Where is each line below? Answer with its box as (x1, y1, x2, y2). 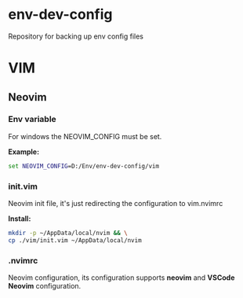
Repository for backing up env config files (8, 31, 143, 41)
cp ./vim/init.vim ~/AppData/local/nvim (8, 236, 143, 245)
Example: (8, 147, 40, 156)
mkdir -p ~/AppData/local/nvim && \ (8, 229, 128, 237)
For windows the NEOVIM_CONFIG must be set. (8, 131, 162, 141)
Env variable (8, 114, 56, 125)
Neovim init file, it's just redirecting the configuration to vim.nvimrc (8, 198, 223, 208)
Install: (8, 214, 31, 223)
